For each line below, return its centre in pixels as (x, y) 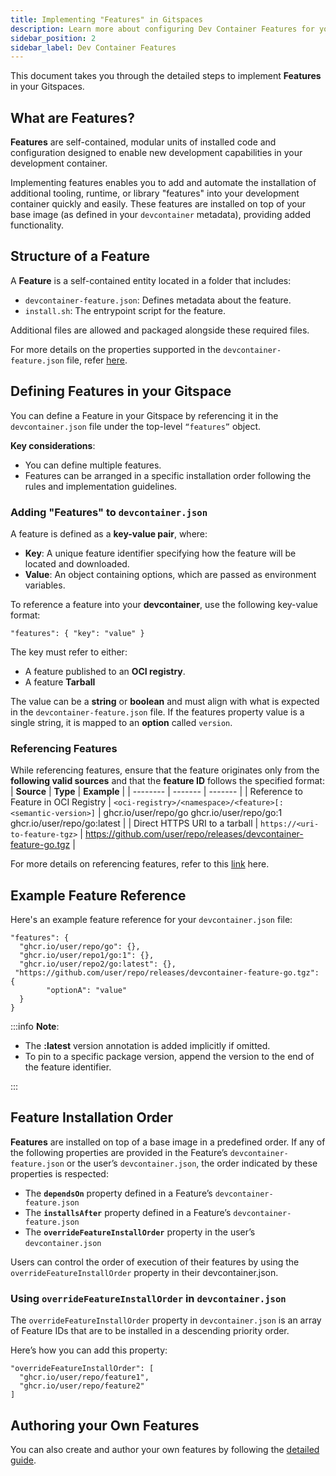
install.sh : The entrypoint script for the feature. (125, 310)
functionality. (37, 225)
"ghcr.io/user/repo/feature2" (82, 1386)
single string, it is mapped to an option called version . (121, 722)
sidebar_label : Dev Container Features (93, 47)
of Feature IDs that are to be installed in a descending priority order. (150, 1331)
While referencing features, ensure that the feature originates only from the (165, 770)
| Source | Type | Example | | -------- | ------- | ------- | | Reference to (156, 792)
